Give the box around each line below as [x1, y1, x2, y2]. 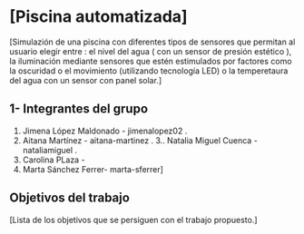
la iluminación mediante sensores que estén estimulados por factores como [9, 55, 292, 66]
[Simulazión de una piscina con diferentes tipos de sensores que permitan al [9, 36, 296, 47]
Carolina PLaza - [22, 154, 85, 165]
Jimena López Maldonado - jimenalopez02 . [22, 125, 188, 136]
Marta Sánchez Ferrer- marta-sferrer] [22, 163, 163, 174]
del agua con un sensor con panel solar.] [9, 74, 162, 85]
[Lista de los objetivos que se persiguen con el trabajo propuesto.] [9, 214, 258, 225]
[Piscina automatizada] [9, 6, 188, 27]
